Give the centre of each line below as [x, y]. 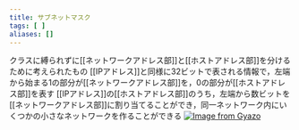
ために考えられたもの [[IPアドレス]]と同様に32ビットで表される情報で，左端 [150, 71]
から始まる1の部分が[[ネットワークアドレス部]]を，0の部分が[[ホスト [136, 83]
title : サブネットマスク [50, 17]
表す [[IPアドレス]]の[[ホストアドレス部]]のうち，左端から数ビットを [165, 93]
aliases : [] [31, 34]
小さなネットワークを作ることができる [111, 116]
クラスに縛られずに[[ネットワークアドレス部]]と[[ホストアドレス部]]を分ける [150, 61]
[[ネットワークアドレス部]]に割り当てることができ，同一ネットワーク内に [145, 105]
